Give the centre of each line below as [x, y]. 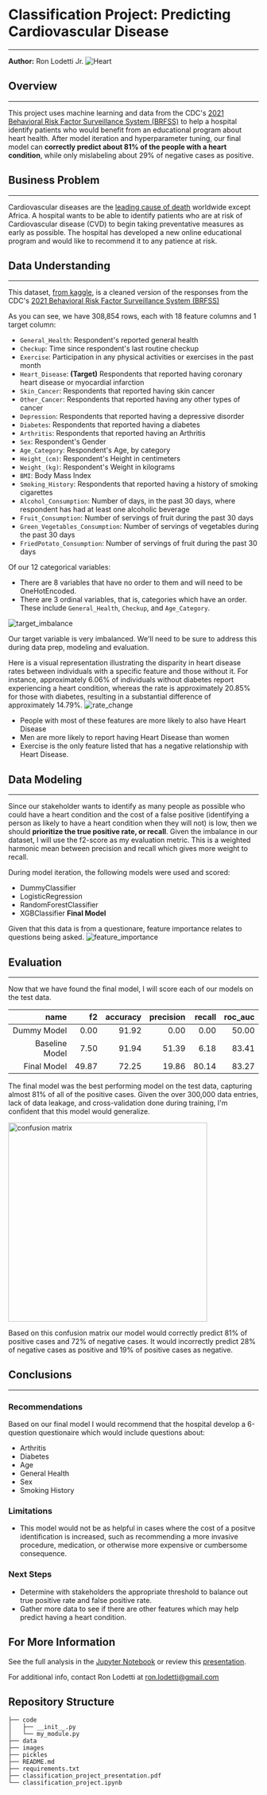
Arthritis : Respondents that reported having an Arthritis [112, 433]
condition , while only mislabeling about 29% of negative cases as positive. [131, 155]
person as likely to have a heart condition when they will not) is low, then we [133, 823]
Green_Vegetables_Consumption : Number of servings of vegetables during [139, 527]
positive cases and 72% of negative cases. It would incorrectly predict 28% [132, 1341]
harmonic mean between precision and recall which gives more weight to [128, 849]
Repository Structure [62, 1701]
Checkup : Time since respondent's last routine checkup [109, 349]
